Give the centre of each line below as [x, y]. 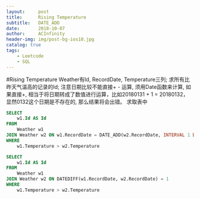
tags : [13, 51]
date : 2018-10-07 [36, 28]
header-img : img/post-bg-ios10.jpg [50, 39]
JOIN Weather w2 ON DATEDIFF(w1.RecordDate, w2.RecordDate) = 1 [87, 179]
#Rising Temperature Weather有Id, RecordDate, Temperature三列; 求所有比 [98, 79]
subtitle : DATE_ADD [33, 23]
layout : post [28, 12]
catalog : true [24, 45]
